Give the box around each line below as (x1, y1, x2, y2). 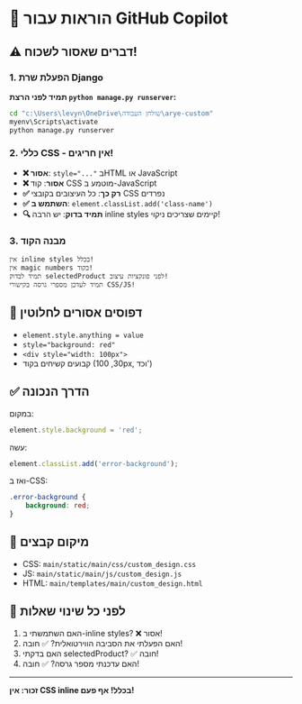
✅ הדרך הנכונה (9, 384, 90, 399)
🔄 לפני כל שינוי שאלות (9, 604, 126, 619)
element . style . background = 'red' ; (9, 425, 143, 434)
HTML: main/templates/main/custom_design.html (22, 577, 203, 589)
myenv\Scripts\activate (9, 117, 99, 126)
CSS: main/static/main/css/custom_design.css (22, 558, 197, 569)
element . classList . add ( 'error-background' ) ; (9, 459, 179, 468)
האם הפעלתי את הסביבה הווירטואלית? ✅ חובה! (22, 637, 183, 648)
